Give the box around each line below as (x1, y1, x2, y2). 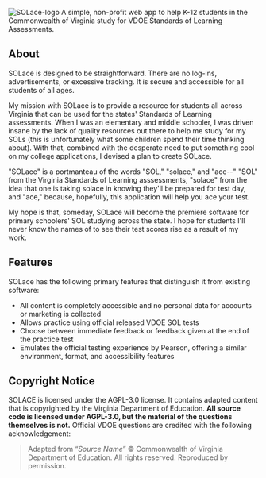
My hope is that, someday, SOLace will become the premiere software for (8, 207, 249, 217)
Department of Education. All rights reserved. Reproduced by (27, 453, 229, 462)
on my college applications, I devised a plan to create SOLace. (8, 151, 212, 160)
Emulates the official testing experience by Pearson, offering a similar (19, 342, 248, 353)
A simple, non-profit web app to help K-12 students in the (60, 8, 249, 17)
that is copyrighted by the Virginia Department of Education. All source (8, 403, 241, 413)
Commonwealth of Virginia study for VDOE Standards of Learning (8, 16, 223, 25)
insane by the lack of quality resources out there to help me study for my (8, 125, 246, 135)
